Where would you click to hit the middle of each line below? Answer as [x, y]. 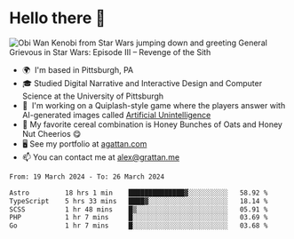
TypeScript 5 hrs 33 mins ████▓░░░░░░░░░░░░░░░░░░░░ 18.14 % [139, 201]
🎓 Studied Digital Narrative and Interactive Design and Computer [142, 83]
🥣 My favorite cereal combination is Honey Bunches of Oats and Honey [152, 124]
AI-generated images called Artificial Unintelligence [116, 115]
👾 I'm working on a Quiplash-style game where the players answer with [154, 105]
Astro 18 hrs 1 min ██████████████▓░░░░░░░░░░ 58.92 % [139, 193]
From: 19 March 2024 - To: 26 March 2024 [87, 177]
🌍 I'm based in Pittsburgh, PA [78, 69]
